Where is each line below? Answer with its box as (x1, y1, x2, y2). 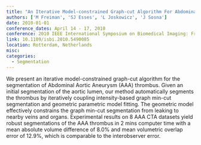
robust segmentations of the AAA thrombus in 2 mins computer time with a (6, 119, 191, 127)
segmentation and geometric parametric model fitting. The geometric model (6, 100, 194, 107)
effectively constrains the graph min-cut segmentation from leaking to (6, 107, 179, 114)
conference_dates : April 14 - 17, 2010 (6, 25, 106, 32)
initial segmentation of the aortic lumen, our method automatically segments (6, 88, 194, 95)
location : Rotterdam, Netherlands (6, 42, 93, 48)
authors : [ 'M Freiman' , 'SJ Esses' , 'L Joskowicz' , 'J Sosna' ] (6, 14, 167, 20)
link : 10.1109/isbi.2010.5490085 (6, 36, 90, 42)
